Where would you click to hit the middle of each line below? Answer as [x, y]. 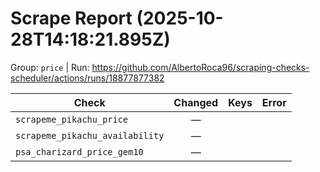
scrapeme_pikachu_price [72, 119]
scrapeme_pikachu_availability [90, 135]
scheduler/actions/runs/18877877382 [87, 78]
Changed [196, 102]
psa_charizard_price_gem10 [79, 151]
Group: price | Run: [50, 67]
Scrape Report [71, 18]
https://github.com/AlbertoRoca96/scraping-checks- [200, 67]
